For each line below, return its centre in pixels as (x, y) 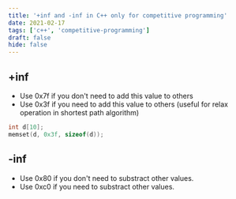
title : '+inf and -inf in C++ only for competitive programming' (118, 15)
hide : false (28, 45)
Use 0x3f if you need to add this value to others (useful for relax (124, 104)
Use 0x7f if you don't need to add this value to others (106, 96)
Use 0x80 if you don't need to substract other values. (107, 178)
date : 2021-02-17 (37, 23)
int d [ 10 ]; (26, 127)
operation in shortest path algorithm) (79, 112)
